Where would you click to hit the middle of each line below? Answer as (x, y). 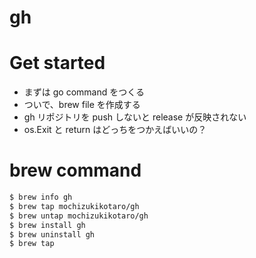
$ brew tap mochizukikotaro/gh (74, 206)
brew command (75, 170)
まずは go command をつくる (84, 92)
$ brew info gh (41, 197)
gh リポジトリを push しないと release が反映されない (135, 117)
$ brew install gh (47, 225)
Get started (57, 63)
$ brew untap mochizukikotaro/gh (79, 216)
